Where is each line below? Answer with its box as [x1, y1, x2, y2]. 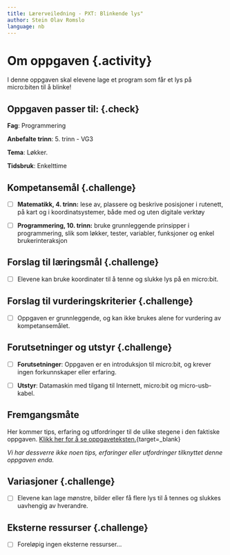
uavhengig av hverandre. [17, 502, 88, 510]
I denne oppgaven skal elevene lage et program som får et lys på [7, 75, 192, 84]
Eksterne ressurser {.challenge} [7, 522, 148, 534]
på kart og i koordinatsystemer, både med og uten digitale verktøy [17, 208, 205, 216]
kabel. [17, 389, 35, 397]
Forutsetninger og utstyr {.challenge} [7, 342, 173, 354]
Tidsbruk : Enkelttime [7, 162, 67, 170]
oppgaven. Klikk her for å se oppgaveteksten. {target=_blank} [7, 435, 181, 443]
